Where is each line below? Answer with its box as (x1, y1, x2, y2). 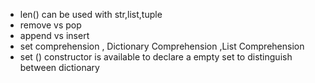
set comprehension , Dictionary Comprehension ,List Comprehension (19, 40, 305, 52)
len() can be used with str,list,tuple (19, 9, 163, 20)
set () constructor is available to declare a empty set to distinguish (19, 51, 293, 63)
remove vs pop (19, 19, 82, 31)
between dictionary (19, 62, 100, 73)
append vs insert (19, 30, 90, 41)
